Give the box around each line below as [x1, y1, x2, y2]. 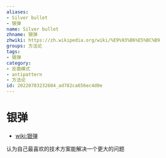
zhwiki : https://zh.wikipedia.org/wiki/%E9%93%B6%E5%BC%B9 [6, 37, 160, 43]
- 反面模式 [6, 65, 31, 72]
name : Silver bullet [6, 26, 59, 32]
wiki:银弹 [15, 132, 38, 139]
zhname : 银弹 [6, 32, 38, 38]
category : [6, 60, 32, 66]
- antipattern [6, 71, 43, 77]
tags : [6, 49, 20, 55]
